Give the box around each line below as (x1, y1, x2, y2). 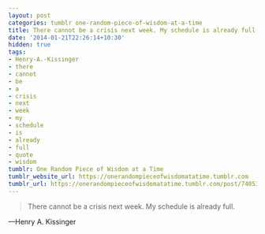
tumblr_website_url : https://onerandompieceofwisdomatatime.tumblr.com (8, 173, 248, 181)
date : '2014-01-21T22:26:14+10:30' (8, 33, 125, 42)
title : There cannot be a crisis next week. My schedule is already (8, 26, 238, 34)
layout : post (8, 11, 51, 20)
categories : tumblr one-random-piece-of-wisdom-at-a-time (8, 19, 203, 27)
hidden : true (8, 41, 51, 49)
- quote (8, 150, 34, 158)
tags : (8, 48, 26, 56)
